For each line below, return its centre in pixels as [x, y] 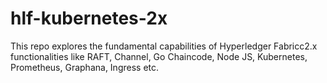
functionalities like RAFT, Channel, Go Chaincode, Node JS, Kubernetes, [159, 56]
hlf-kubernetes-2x [89, 18]
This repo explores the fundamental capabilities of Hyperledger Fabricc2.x [164, 46]
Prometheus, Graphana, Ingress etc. [85, 67]
